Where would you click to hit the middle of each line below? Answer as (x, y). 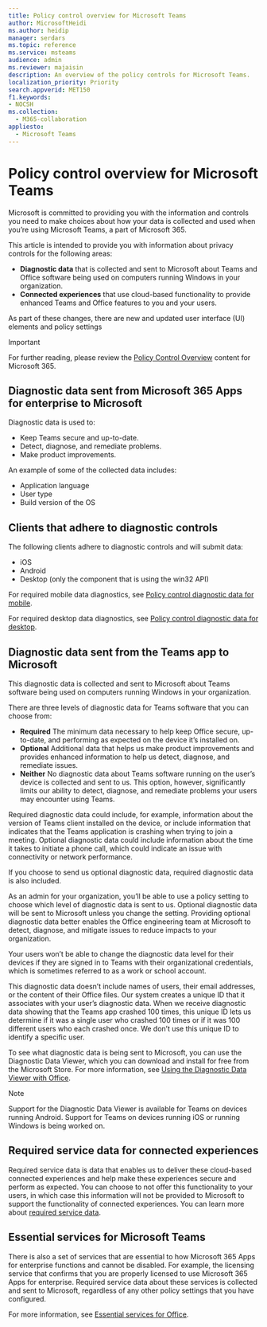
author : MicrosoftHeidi (48, 23)
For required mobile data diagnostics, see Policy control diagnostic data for (131, 595)
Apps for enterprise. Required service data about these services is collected (133, 1282)
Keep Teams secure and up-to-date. (79, 438)
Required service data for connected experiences (133, 1151)
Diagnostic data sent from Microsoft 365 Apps (126, 391)
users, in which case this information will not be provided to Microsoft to (126, 1195)
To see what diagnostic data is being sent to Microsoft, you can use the (125, 1053)
